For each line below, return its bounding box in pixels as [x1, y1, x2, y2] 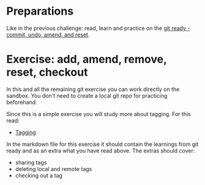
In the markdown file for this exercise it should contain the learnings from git [6, 140, 199, 148]
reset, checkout [6, 65, 88, 79]
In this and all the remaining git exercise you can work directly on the [6, 85, 180, 93]
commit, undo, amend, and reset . [6, 31, 90, 38]
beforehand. [6, 98, 38, 106]
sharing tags [15, 159, 47, 166]
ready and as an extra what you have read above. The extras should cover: [6, 147, 195, 154]
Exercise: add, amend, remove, [6, 53, 167, 67]
